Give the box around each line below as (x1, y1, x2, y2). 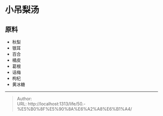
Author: (16, 96, 33, 101)
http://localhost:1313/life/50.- (28, 101, 86, 107)
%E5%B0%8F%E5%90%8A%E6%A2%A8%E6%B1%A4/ (16, 106, 132, 112)
